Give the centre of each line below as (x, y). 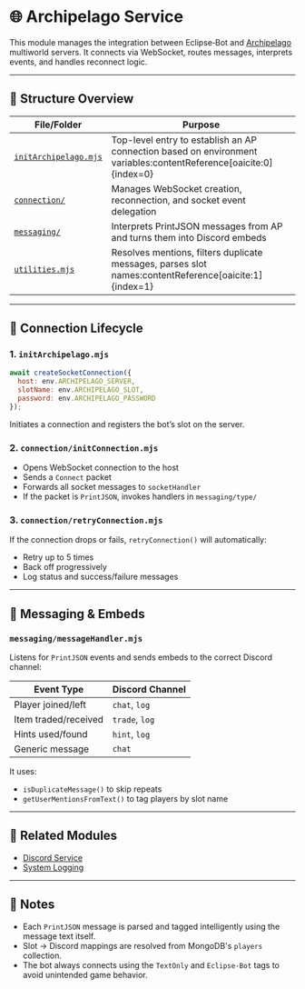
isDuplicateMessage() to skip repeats (92, 789)
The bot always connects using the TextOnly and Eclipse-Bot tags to (151, 964)
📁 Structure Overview (72, 99)
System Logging (53, 867)
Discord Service (53, 857)
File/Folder (59, 125)
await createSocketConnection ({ (70, 373)
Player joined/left (50, 704)
